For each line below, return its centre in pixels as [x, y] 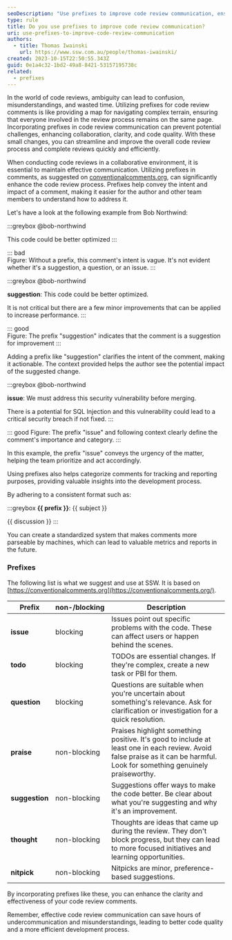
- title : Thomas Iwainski [51, 46]
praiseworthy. [134, 774]
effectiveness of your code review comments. [72, 901]
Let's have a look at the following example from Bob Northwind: [98, 213]
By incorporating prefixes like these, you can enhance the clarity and [105, 894]
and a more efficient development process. [68, 929]
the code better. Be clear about [162, 793]
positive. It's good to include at [161, 739]
